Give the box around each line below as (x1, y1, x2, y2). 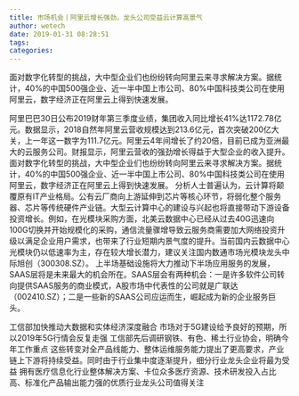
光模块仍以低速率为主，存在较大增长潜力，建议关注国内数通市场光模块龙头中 (9, 247, 290, 258)
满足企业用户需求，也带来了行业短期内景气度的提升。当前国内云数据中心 (24, 235, 290, 246)
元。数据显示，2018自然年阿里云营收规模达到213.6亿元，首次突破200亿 (9, 124, 271, 135)
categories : (9, 46, 53, 55)
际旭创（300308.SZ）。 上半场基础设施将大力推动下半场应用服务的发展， (9, 258, 275, 268)
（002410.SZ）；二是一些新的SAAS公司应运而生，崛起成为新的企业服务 (9, 292, 269, 302)
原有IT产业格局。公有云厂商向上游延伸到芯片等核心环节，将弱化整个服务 (16, 191, 282, 202)
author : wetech (9, 21, 66, 30)
